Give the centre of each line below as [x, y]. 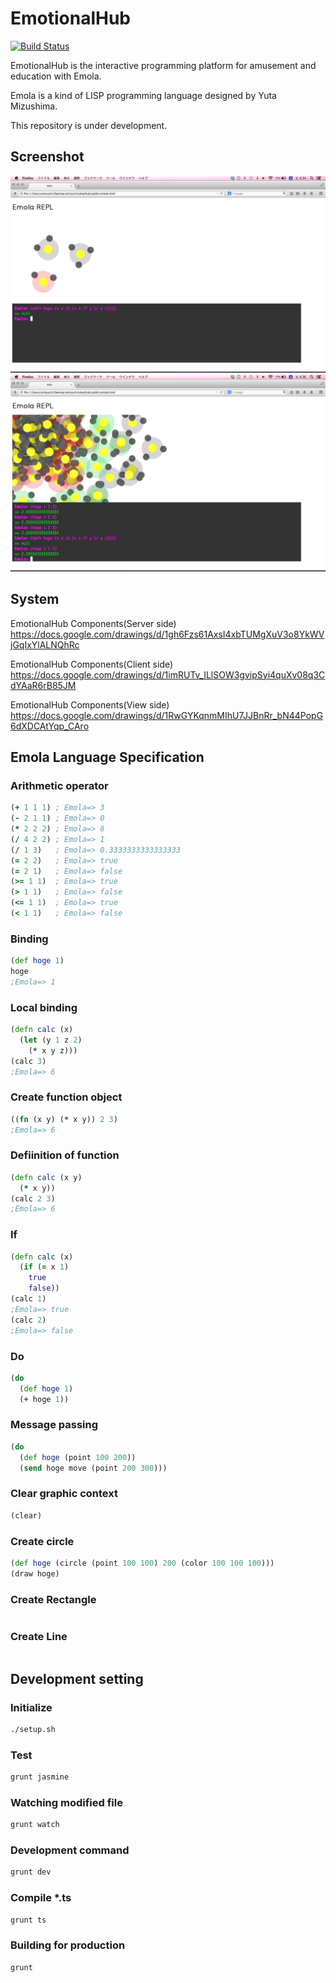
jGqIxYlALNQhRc [45, 644]
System [35, 599]
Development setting [77, 1678]
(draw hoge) [35, 1573]
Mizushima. [34, 106]
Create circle [42, 1541]
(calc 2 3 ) [33, 1198]
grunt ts [28, 1920]
